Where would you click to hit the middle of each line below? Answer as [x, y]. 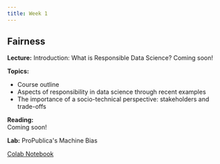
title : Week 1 [28, 13]
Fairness [26, 42]
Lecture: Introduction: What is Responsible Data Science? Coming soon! [110, 58]
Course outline [38, 85]
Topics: [18, 71]
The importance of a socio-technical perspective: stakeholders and [113, 99]
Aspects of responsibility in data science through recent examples [111, 92]
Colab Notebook [30, 154]
